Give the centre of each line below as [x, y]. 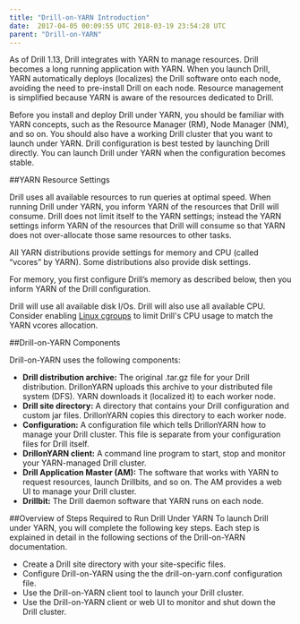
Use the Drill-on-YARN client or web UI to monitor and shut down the [149, 603]
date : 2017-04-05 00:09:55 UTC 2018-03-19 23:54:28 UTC [118, 26]
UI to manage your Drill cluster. [79, 492]
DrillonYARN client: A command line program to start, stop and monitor [154, 454]
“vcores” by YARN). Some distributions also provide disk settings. [130, 262]
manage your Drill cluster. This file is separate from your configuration [151, 434]
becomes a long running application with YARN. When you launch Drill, [140, 69]
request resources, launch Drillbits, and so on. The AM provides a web [152, 482]
